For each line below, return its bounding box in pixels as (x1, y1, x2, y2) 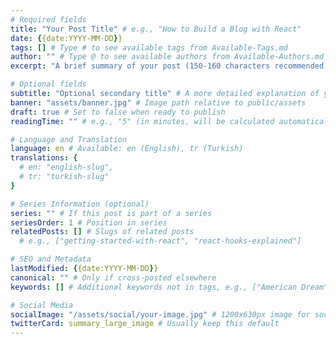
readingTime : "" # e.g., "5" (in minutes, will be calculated (10, 116, 275, 126)
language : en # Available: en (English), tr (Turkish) (10, 144, 244, 154)
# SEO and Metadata (10, 254, 92, 265)
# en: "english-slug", (19, 162, 114, 173)
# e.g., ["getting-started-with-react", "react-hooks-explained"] (19, 236, 302, 246)
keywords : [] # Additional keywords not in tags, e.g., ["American (10, 282, 298, 292)
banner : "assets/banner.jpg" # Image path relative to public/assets (10, 97, 307, 108)
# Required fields (10, 14, 87, 25)
